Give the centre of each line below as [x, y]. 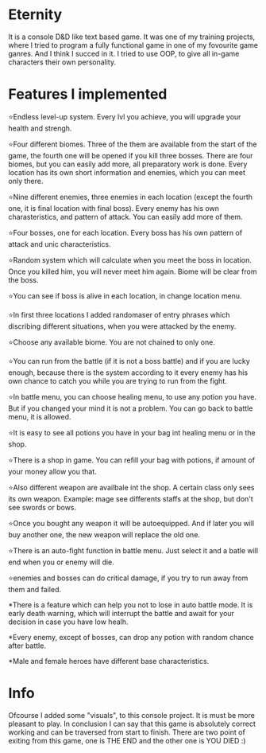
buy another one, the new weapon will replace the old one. [104, 534]
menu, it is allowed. [40, 416]
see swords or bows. [42, 507]
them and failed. [35, 589]
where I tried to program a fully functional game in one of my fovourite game [133, 45]
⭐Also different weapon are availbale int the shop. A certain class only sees [131, 487]
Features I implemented [88, 94]
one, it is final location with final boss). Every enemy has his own [114, 208]
